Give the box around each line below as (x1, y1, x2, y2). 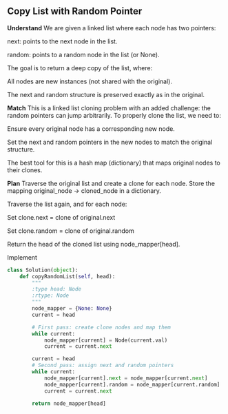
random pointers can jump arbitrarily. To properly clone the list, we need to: (7, 111, 222, 119)
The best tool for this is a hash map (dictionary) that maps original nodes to (7, 158, 220, 167)
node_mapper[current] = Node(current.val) (43, 337, 168, 344)
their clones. (7, 165, 43, 174)
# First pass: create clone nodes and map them (32, 324, 171, 331)
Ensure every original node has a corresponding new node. (7, 124, 176, 133)
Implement (7, 253, 38, 261)
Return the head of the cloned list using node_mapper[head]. (7, 240, 180, 248)
